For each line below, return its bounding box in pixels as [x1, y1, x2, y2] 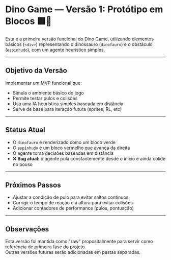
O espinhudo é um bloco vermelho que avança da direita [12, 145, 130, 151]
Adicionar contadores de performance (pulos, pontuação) [12, 205, 134, 211]
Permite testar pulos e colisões [12, 95, 78, 101]
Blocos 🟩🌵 [5, 15, 52, 27]
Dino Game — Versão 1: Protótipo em [5, 4, 163, 15]
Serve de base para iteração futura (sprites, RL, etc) [12, 106, 122, 112]
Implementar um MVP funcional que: [5, 80, 82, 86]
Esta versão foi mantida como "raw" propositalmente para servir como [5, 239, 153, 245]
